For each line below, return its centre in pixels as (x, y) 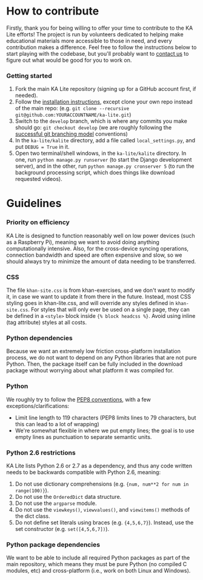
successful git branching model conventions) (72, 134)
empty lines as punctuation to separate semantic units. (83, 437)
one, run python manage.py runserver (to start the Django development (103, 160)
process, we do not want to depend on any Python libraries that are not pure (101, 358)
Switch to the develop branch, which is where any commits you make (101, 121)
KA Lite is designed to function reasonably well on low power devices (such (101, 236)
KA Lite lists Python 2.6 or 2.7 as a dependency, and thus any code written (99, 466)
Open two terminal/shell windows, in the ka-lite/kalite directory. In (101, 153)
